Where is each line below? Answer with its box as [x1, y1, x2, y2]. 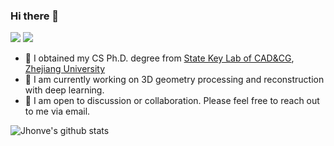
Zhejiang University [24, 63, 106, 75]
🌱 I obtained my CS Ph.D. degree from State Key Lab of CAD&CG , [24, 52, 295, 64]
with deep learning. [24, 84, 105, 96]
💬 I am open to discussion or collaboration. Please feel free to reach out [24, 95, 320, 107]
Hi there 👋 [10, 9, 60, 23]
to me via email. [24, 105, 91, 118]
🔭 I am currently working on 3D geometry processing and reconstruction [24, 74, 325, 86]
